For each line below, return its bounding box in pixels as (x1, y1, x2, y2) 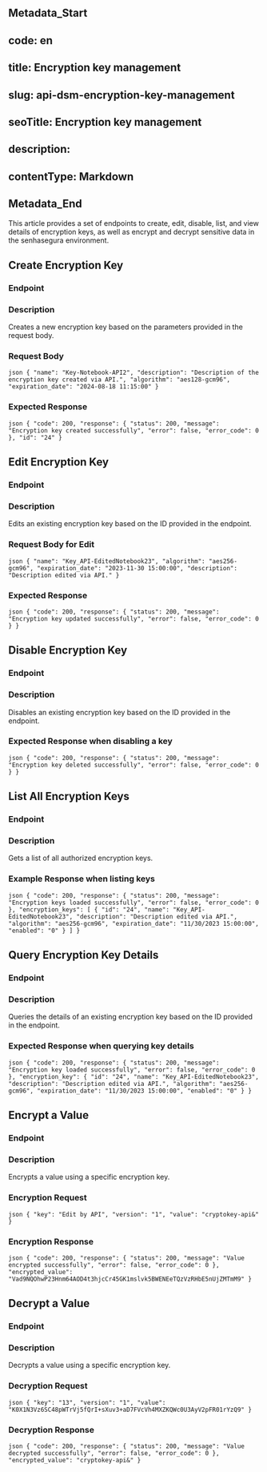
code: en (8, 34, 54, 47)
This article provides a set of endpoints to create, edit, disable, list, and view (8, 218, 260, 227)
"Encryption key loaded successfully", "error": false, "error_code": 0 (8, 1065, 256, 1074)
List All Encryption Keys (8, 790, 130, 803)
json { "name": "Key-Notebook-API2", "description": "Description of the (8, 368, 260, 377)
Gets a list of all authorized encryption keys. (8, 853, 153, 863)
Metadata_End (8, 197, 82, 211)
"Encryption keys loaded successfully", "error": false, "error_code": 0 (8, 899, 260, 907)
